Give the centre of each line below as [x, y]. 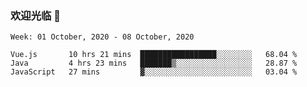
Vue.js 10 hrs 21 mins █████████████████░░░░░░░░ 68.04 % [154, 55]
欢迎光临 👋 [36, 15]
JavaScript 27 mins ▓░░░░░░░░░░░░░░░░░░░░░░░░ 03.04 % [154, 72]
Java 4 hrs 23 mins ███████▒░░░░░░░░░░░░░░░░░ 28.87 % [154, 63]
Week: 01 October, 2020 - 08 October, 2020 [102, 37]
